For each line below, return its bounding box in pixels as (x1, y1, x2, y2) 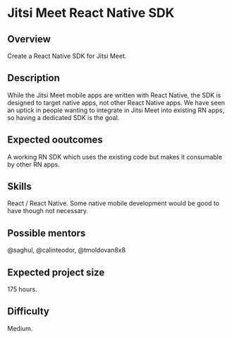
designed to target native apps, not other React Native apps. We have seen (7, 98, 226, 107)
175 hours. (7, 285, 37, 294)
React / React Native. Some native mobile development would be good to (7, 199, 220, 207)
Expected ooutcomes (7, 134, 104, 146)
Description (7, 72, 60, 84)
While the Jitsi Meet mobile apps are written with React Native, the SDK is (7, 90, 221, 99)
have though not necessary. (7, 207, 89, 215)
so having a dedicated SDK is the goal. (7, 113, 120, 121)
